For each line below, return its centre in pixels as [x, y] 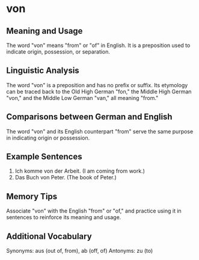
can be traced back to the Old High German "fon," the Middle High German [99, 91]
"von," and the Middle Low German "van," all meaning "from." [82, 97]
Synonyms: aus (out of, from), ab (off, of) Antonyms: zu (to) [80, 251]
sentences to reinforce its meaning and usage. [64, 217]
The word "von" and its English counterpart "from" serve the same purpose [100, 131]
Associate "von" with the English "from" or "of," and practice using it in [94, 211]
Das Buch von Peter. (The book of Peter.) [66, 178]
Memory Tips [32, 197]
